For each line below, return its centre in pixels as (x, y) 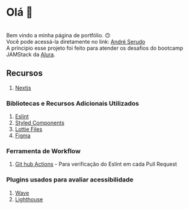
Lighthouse (29, 199)
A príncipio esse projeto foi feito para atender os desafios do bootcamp (95, 48)
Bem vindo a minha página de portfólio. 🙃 (58, 35)
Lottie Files (29, 129)
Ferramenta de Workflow (44, 151)
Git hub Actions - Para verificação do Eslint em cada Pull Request (96, 164)
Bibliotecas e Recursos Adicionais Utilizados (73, 103)
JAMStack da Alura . (31, 54)
